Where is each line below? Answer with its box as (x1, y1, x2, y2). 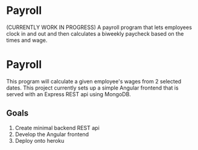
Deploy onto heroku (14, 137, 65, 144)
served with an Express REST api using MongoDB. (6, 90, 132, 97)
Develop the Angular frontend (14, 131, 89, 138)
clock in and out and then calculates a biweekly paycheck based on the (6, 30, 184, 37)
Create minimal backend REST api (14, 124, 100, 131)
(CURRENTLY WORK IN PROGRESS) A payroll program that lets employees (6, 24, 192, 31)
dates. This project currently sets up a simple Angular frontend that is (6, 84, 179, 91)
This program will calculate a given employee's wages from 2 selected (6, 77, 182, 85)
